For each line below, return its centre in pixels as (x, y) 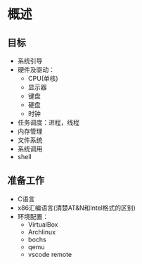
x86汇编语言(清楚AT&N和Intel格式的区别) (76, 208)
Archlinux (42, 232)
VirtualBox (43, 224)
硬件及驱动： (36, 70)
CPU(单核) (43, 78)
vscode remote (50, 254)
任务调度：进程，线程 (48, 122)
